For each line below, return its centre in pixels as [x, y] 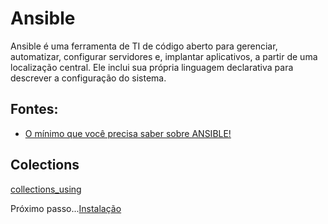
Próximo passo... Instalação [66, 208]
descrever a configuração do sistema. [88, 78]
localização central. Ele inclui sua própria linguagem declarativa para [152, 67]
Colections [45, 165]
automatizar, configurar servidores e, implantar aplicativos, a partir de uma [164, 56]
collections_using [46, 189]
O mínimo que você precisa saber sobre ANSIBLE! [128, 133]
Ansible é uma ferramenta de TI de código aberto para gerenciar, [144, 46]
